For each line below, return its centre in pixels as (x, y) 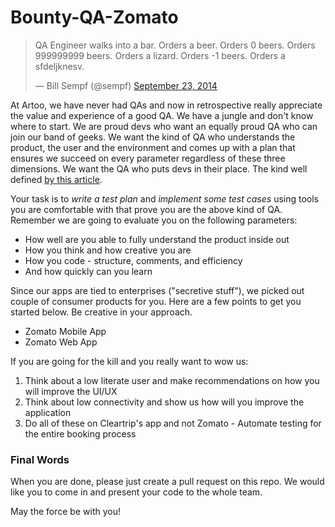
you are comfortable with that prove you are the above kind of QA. (146, 209)
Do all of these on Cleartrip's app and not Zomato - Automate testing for (173, 423)
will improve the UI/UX (71, 391)
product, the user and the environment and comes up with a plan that (153, 147)
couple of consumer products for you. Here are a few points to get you (156, 301)
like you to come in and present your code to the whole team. (136, 492)
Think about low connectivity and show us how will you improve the (164, 402)
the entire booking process (80, 433)
